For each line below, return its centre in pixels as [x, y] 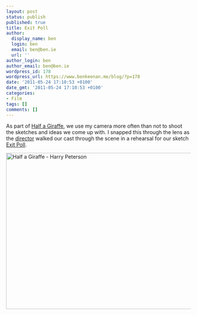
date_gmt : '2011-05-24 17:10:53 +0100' [55, 88]
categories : [21, 93]
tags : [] [17, 104]
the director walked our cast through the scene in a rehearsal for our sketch [97, 139]
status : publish [26, 17]
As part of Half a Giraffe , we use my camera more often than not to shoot [94, 126]
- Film [14, 98]
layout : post [22, 11]
